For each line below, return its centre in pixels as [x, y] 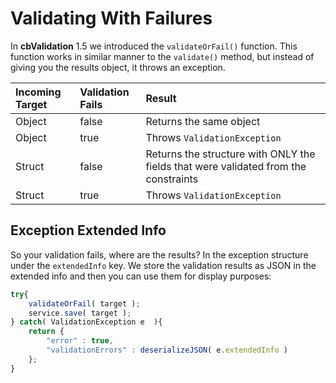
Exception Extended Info [88, 230]
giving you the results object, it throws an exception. [118, 67]
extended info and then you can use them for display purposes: [141, 276]
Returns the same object [203, 121]
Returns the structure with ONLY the [230, 154]
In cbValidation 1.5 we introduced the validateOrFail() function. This [154, 46]
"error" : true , [80, 341]
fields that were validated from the [226, 166]
